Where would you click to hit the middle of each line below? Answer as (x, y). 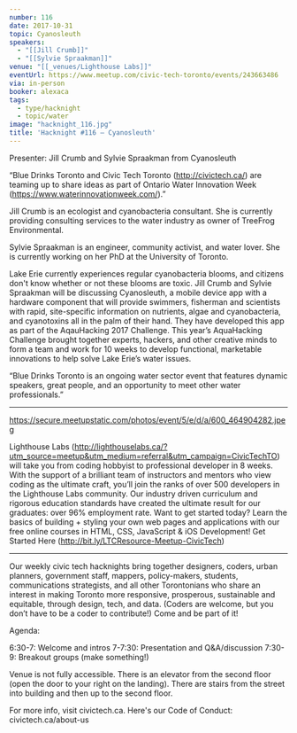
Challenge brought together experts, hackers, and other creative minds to (143, 339)
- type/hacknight (49, 108)
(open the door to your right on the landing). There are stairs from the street (147, 683)
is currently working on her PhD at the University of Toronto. (119, 256)
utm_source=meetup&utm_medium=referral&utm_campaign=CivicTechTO (143, 456)
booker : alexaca (39, 91)
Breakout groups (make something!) (84, 657)
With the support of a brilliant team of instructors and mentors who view (141, 474)
